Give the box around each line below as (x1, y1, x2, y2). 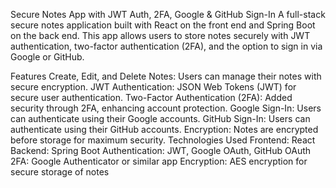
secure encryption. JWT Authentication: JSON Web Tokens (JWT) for (10, 81, 297, 93)
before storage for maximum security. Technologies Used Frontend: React (10, 134, 316, 146)
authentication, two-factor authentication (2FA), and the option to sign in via (10, 40, 323, 52)
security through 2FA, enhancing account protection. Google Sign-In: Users (10, 102, 322, 114)
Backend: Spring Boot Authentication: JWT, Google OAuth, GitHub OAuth (10, 145, 312, 156)
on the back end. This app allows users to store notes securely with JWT (10, 30, 311, 41)
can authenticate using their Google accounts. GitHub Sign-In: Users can (10, 113, 311, 124)
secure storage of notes (10, 166, 110, 178)
